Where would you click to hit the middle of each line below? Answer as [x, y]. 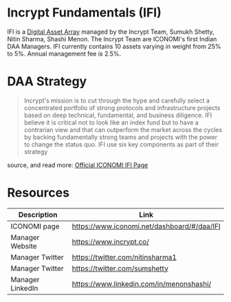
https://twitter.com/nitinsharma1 [124, 257]
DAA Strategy [47, 82]
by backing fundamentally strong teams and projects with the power [121, 137]
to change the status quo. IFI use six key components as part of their [121, 144]
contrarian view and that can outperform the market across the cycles [123, 129]
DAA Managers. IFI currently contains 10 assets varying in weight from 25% [114, 46]
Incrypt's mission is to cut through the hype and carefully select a [117, 100]
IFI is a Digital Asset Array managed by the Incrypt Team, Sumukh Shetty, [111, 32]
